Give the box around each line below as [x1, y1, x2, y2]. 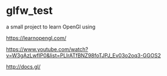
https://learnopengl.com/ [6, 34, 66, 41]
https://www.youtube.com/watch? [6, 45, 88, 53]
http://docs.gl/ [6, 63, 41, 70]
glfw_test [6, 4, 53, 17]
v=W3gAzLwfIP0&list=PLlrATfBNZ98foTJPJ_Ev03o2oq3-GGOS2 [6, 52, 161, 59]
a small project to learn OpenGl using [6, 23, 96, 30]
